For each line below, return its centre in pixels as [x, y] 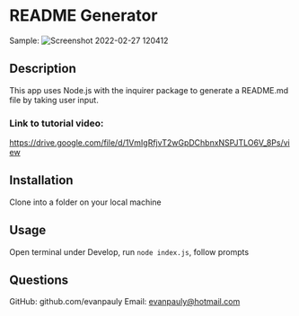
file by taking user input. [54, 100]
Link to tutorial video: [57, 123]
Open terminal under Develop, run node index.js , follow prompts [129, 251]
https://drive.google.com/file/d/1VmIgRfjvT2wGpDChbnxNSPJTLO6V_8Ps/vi [149, 143]
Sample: [25, 40]
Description [43, 69]
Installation [41, 180]
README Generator [84, 16]
